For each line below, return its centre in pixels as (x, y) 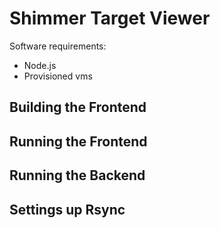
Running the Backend (77, 175)
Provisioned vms (58, 76)
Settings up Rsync (67, 209)
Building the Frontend (78, 107)
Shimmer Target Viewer (110, 18)
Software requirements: (58, 46)
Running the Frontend (78, 141)
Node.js (40, 65)
